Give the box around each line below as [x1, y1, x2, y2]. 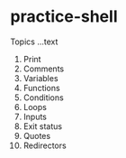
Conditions [22, 92, 64, 103]
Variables [22, 72, 58, 83]
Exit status [22, 120, 62, 132]
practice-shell [10, 6, 118, 27]
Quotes [22, 130, 51, 141]
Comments [22, 63, 65, 74]
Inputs [22, 111, 48, 122]
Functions [22, 82, 61, 93]
